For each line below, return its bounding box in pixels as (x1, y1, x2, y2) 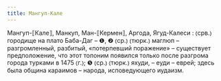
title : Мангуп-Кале (7, 10, 63, 17)
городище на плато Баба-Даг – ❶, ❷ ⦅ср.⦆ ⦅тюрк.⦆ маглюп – (7, 36, 180, 44)
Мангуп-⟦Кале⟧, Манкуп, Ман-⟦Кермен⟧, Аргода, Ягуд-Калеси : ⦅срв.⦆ (7, 29, 212, 37)
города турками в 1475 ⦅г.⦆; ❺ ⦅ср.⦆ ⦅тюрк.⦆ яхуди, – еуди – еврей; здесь (7, 59, 215, 67)
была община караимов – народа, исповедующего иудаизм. (7, 66, 184, 74)
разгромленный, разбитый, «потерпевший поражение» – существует (7, 44, 211, 52)
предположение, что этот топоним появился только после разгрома (7, 51, 209, 59)
